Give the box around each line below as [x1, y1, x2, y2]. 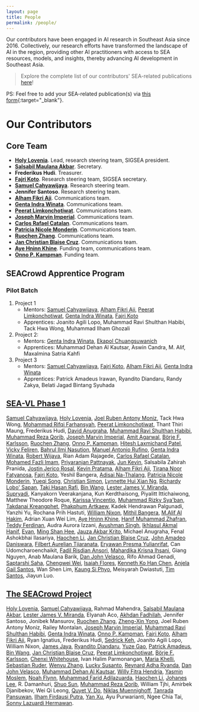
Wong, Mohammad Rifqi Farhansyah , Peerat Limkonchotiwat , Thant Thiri [6, 420, 183, 427]
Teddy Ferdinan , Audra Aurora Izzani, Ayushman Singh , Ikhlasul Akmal [6, 521, 178, 528]
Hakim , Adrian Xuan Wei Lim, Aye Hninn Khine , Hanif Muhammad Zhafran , [6, 515, 187, 522]
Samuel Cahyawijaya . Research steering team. [14, 182, 130, 189]
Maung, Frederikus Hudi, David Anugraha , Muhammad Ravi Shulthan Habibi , [6, 427, 192, 434]
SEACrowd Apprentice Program [6, 268, 125, 279]
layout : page [6, 8, 38, 15]
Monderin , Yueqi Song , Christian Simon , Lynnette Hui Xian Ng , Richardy [6, 477, 181, 484]
